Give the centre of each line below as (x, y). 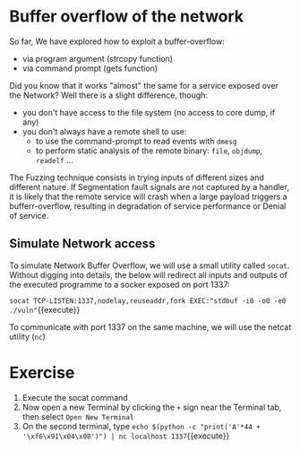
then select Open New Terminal (78, 416)
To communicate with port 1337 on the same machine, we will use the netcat (150, 327)
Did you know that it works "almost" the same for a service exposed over (144, 85)
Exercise (42, 372)
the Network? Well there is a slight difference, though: (109, 95)
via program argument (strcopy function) (97, 58)
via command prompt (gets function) (90, 68)
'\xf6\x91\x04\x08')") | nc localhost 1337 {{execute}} (126, 436)
